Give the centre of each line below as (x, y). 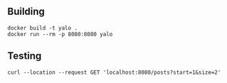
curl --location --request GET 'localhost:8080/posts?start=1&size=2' (114, 72)
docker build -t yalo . (43, 28)
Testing (25, 56)
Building (26, 12)
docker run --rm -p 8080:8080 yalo (60, 34)
